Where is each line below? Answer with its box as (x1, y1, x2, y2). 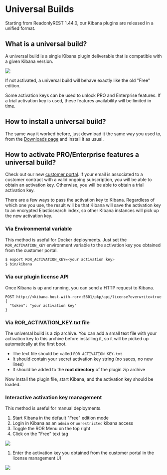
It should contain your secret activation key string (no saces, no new (12, 356, 153, 362)
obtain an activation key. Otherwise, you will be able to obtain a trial (5, 182, 144, 188)
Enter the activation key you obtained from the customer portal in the (12, 450, 155, 456)
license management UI (12, 455, 61, 461)
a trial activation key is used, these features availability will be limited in (5, 97, 152, 103)
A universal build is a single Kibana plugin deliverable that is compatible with (5, 53, 162, 59)
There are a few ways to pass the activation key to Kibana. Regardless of (5, 197, 155, 203)
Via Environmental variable (5, 226, 72, 233)
